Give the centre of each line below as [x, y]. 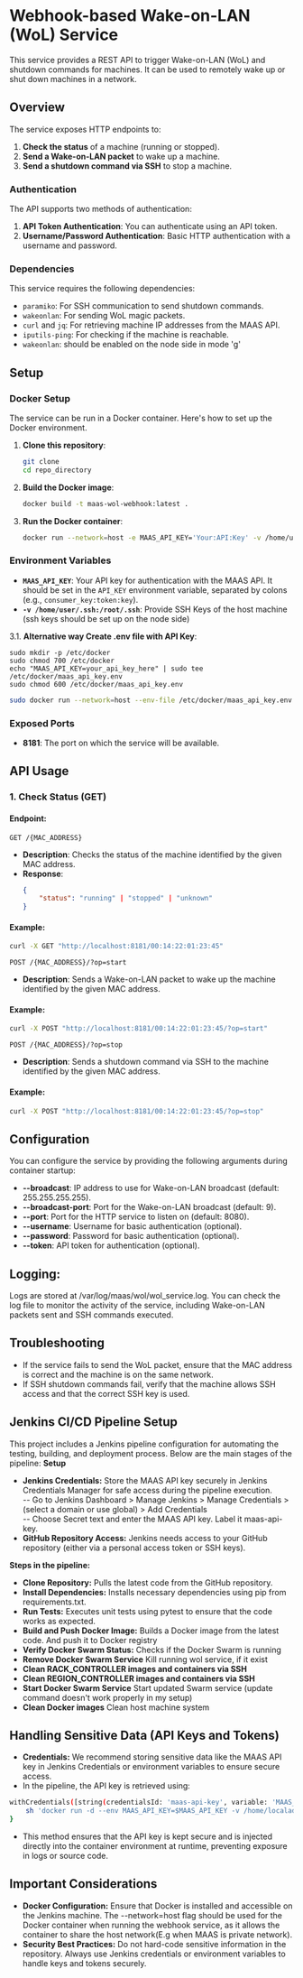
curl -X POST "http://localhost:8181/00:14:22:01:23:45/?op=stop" [137, 1111]
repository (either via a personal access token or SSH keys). [134, 1548]
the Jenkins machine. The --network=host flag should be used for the [152, 1915]
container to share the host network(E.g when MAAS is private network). [157, 1934]
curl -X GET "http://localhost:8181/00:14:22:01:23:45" [116, 947]
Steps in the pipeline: [50, 1565]
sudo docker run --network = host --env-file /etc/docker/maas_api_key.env [151, 700]
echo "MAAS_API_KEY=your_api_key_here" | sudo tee [106, 669]
